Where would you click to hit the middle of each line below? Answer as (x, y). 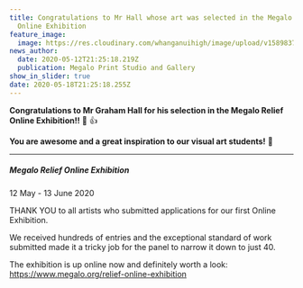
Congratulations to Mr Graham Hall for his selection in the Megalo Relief (147, 110)
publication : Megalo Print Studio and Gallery (106, 68)
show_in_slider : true (50, 76)
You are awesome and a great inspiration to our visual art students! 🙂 (141, 141)
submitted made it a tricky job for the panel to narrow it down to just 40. (143, 247)
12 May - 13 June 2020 (52, 193)
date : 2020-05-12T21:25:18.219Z (78, 59)
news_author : (34, 51)
